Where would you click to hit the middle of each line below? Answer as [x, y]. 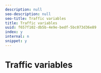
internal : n [17, 37]
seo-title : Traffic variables [36, 18]
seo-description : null [28, 14]
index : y [14, 32]
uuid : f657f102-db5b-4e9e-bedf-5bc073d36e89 [51, 28]
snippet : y [16, 41]
